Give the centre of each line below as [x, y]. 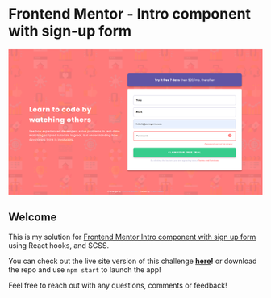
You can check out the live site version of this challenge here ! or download [133, 261]
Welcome [33, 218]
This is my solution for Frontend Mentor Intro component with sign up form [132, 237]
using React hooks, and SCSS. [59, 245]
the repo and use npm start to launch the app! [85, 269]
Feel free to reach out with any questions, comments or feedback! [118, 285]
